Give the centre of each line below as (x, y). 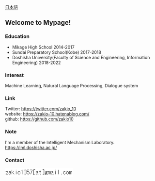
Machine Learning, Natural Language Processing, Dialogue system (71, 85)
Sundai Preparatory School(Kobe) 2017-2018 (57, 52)
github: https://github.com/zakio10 (39, 119)
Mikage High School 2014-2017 (43, 47)
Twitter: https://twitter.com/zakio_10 (41, 109)
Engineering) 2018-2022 (36, 63)
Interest (15, 75)
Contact (15, 160)
